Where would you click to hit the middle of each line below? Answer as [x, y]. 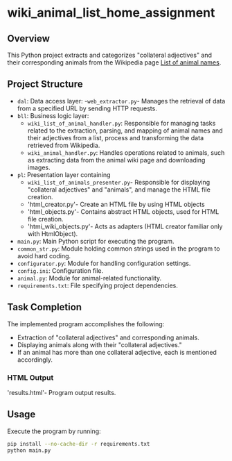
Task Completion [44, 307]
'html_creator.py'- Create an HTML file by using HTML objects [116, 204]
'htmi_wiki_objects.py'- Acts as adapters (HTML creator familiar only [125, 226]
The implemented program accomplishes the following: [86, 324]
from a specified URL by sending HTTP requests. [87, 108]
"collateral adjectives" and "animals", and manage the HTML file [119, 190]
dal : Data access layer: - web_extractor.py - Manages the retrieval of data [121, 101]
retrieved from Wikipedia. [64, 145]
